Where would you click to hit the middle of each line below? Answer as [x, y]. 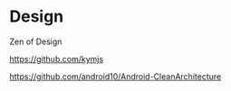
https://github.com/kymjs [57, 59]
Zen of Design [36, 41]
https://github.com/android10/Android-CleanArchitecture [115, 76]
